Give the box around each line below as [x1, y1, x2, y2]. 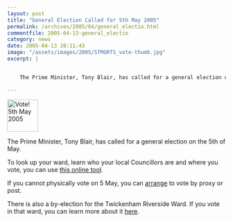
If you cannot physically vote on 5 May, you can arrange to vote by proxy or [7, 178, 223, 187]
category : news [7, 36, 51, 43]
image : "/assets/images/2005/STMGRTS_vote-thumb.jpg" [7, 49, 166, 56]
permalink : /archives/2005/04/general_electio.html [7, 23, 159, 30]
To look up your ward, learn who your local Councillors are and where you [7, 157, 218, 166]
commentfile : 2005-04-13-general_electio [7, 29, 129, 37]
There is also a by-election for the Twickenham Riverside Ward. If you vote [7, 199, 221, 208]
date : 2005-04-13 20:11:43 [7, 42, 85, 49]
